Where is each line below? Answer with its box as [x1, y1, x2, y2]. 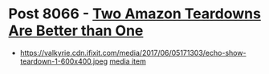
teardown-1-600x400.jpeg [19, 56, 108, 66]
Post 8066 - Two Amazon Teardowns [8, 5, 261, 23]
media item [109, 56, 146, 66]
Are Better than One [8, 21, 144, 40]
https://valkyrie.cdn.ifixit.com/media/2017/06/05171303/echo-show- [19, 48, 247, 57]
